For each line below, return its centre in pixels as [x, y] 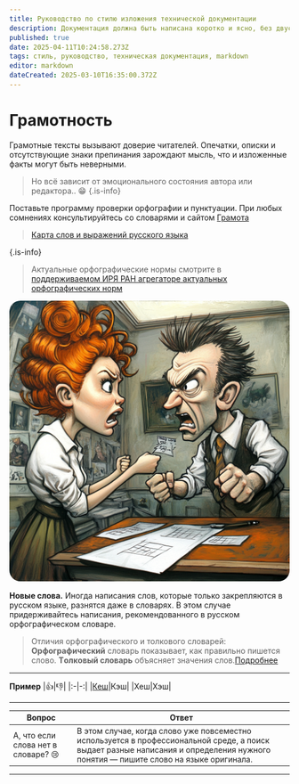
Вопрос [41, 718]
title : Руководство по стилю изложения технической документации [133, 19]
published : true [39, 37]
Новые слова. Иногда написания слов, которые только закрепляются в [146, 595]
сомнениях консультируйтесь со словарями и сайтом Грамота [129, 217]
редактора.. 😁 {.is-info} [76, 191]
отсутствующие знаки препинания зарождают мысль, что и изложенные [148, 154]
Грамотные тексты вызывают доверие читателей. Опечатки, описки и [142, 145]
